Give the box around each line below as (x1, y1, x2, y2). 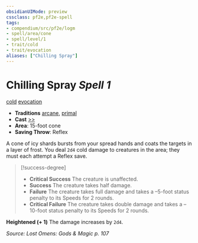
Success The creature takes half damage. (29, 181, 132, 188)
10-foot (29, 207, 47, 214)
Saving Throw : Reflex (14, 128, 68, 135)
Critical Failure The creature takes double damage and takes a (29, 200, 183, 207)
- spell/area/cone (6, 31, 51, 37)
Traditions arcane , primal (14, 109, 77, 116)
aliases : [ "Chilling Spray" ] (6, 53, 78, 59)
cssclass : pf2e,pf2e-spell (6, 14, 73, 20)
